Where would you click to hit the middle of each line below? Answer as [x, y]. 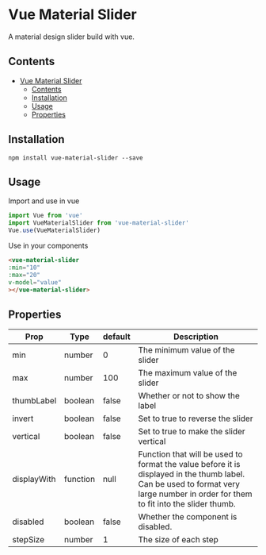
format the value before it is [189, 464]
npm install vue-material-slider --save [76, 158]
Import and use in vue [44, 201]
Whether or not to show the [189, 396]
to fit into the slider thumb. [187, 504]
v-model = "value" [35, 282]
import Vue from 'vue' [46, 216]
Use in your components [48, 245]
